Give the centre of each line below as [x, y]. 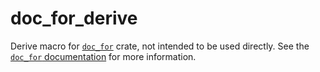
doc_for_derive [74, 18]
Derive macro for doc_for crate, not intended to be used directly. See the [160, 46]
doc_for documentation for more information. [103, 56]
